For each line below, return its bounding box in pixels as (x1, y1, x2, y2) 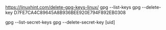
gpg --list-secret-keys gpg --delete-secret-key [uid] (5, 19, 116, 25)
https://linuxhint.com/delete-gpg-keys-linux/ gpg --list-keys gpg (5, 4, 141, 10)
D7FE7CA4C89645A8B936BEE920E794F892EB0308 (14, 9, 126, 15)
